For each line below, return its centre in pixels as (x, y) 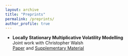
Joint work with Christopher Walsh (48, 43)
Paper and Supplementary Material (48, 48)
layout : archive (22, 10)
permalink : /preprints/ (30, 19)
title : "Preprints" (25, 14)
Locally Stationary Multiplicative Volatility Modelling (68, 38)
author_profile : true (28, 24)
